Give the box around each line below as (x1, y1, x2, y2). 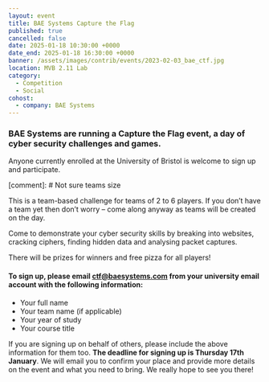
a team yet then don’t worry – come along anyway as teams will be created (8, 204, 256, 214)
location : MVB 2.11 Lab (8, 64, 88, 72)
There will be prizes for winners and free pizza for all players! (8, 253, 211, 262)
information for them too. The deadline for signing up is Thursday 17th (8, 347, 245, 357)
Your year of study (19, 314, 82, 324)
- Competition (15, 79, 63, 87)
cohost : (8, 94, 35, 102)
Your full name (19, 298, 68, 307)
